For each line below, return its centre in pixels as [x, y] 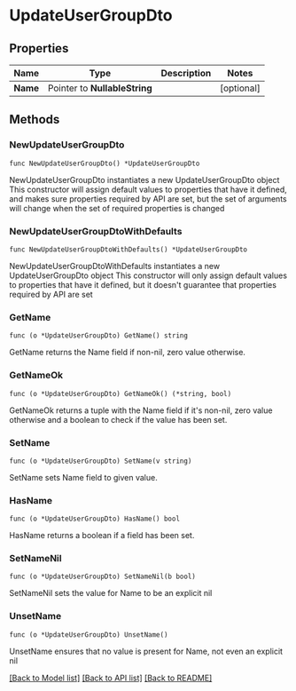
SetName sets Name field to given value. [83, 477]
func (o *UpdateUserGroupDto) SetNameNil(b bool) [103, 577]
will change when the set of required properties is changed [117, 208]
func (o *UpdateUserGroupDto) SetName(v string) [101, 461]
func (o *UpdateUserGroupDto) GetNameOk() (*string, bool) [121, 393]
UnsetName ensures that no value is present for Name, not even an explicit [146, 651]
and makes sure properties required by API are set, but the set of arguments [148, 199]
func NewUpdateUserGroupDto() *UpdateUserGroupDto [105, 163]
